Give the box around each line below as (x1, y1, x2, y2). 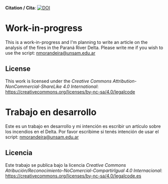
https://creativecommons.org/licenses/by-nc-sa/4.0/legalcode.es (5, 172, 142, 179)
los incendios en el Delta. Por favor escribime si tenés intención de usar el (5, 128, 159, 134)
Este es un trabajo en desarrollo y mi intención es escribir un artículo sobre (5, 123, 161, 129)
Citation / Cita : (5, 5, 36, 11)
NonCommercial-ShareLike (5, 83, 62, 89)
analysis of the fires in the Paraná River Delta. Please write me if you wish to (5, 44, 163, 51)
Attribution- (113, 78, 137, 84)
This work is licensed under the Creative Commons (5, 78, 112, 84)
